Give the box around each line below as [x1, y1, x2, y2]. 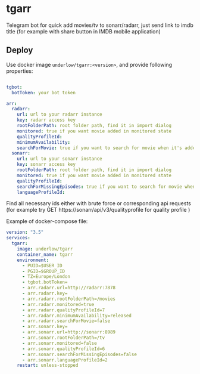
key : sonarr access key [17, 162, 76, 168]
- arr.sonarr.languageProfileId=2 [21, 357, 108, 363]
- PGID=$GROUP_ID [21, 268, 65, 274]
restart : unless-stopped [17, 363, 79, 369]
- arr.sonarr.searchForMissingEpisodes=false [21, 351, 137, 357]
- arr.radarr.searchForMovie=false [21, 318, 111, 324]
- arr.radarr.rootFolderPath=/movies [21, 296, 116, 302]
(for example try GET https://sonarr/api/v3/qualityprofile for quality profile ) [6, 206, 190, 214]
